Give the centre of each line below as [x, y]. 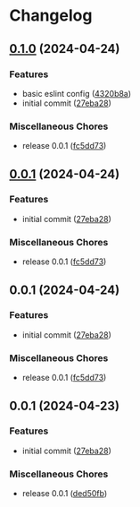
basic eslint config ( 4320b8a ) [77, 93]
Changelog [51, 16]
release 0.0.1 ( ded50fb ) [65, 494]
